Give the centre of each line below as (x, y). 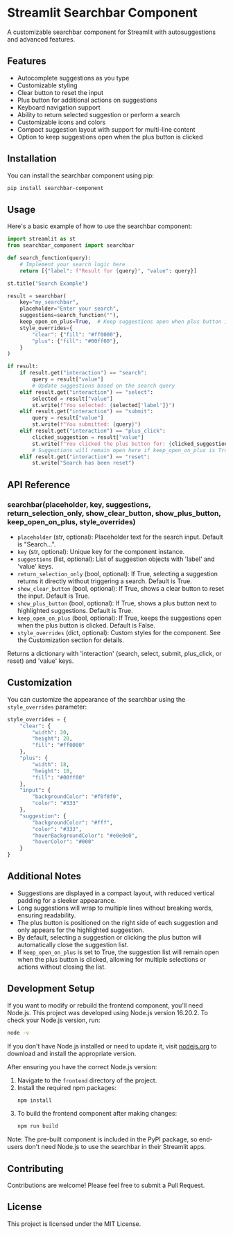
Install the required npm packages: (67, 1087)
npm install (34, 1100)
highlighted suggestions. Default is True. (75, 610)
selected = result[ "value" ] (72, 399)
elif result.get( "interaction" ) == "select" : (87, 392)
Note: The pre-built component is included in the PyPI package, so (102, 1139)
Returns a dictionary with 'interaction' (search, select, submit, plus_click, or (114, 653)
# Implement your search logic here (73, 264)
